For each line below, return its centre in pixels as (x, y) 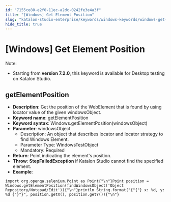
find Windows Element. (45, 139)
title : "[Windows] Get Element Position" (50, 15)
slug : (11, 19)
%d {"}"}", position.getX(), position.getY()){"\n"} (62, 194)
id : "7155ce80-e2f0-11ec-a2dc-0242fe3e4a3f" (53, 10)
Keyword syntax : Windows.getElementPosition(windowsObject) (80, 123)
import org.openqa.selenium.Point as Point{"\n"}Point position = (77, 181)
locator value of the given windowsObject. (57, 112)
